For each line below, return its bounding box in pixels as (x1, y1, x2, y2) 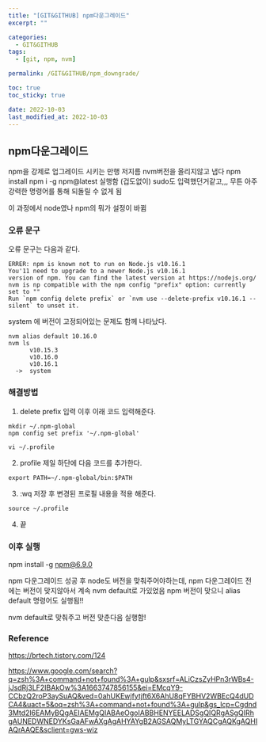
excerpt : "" (8, 19, 47, 27)
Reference (8, 633, 49, 644)
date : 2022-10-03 (8, 105, 66, 113)
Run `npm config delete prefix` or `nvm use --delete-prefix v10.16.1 (8, 295, 246, 303)
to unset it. (36, 302, 80, 310)
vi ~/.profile (8, 443, 55, 451)
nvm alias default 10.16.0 (8, 333, 97, 341)
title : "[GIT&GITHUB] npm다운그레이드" (8, 11, 130, 20)
